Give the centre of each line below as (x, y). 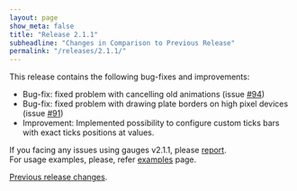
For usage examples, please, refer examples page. (103, 159)
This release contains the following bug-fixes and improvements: (130, 77)
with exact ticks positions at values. (88, 132)
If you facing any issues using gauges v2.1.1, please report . (118, 150)
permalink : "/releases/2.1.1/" (68, 51)
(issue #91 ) (43, 114)
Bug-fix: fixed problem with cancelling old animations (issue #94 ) (144, 95)
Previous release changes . (58, 177)
